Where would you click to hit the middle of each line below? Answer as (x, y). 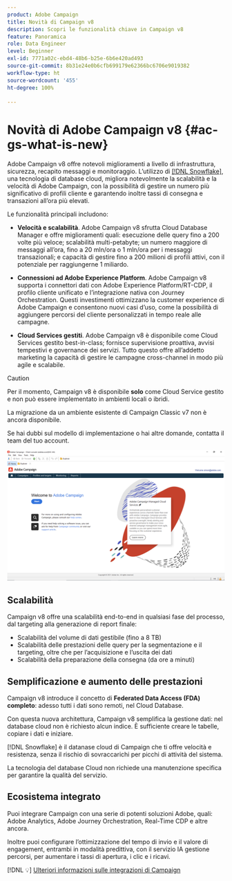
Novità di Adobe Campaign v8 (95, 130)
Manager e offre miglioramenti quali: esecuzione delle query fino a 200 (118, 235)
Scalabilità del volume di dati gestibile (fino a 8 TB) (89, 638)
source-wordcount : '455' (43, 80)
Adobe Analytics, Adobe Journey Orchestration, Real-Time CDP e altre (108, 821)
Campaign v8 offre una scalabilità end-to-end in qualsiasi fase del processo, (116, 617)
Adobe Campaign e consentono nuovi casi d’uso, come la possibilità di (118, 308)
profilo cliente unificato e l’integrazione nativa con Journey (101, 293)
